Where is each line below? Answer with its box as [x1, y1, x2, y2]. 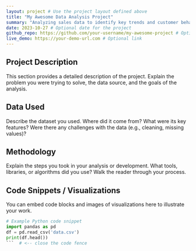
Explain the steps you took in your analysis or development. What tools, [6, 162, 178, 169]
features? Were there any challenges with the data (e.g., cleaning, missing [6, 124, 184, 131]
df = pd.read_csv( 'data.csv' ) [6, 229, 80, 235]
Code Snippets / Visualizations [6, 185, 121, 196]
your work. [6, 207, 32, 214]
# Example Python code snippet [6, 218, 82, 225]
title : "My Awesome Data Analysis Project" [6, 14, 114, 20]
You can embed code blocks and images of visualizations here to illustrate [6, 201, 185, 208]
